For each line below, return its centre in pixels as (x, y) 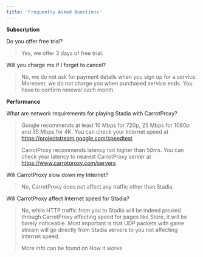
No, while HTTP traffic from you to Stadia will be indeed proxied (101, 210)
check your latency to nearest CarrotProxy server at (86, 156)
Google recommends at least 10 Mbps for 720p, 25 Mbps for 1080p (105, 125)
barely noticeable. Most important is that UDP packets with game (102, 223)
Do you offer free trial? (35, 41)
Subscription (23, 29)
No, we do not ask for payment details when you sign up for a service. (109, 76)
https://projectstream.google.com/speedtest (77, 138)
